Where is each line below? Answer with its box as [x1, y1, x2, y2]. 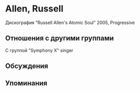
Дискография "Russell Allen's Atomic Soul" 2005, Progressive [5, 19, 135, 25]
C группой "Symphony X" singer [5, 47, 74, 53]
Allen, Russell [5, 3, 64, 14]
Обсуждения [5, 62, 48, 70]
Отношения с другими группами [5, 34, 114, 42]
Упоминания [5, 78, 48, 87]
